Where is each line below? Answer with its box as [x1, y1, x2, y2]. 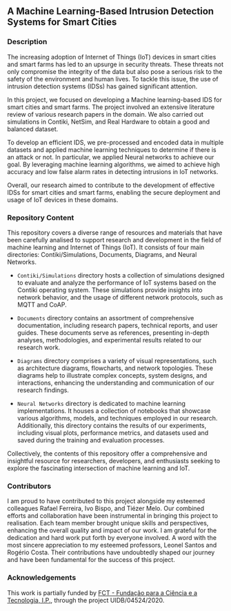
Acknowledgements [7, 573, 77, 583]
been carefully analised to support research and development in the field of [7, 235, 222, 244]
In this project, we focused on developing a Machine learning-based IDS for [7, 95, 223, 104]
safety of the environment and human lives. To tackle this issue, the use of [7, 75, 219, 83]
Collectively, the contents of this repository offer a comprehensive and [7, 449, 208, 458]
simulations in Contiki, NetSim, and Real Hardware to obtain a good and [7, 117, 210, 126]
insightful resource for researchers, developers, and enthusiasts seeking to [7, 456, 221, 465]
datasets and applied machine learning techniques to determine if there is [7, 145, 217, 154]
